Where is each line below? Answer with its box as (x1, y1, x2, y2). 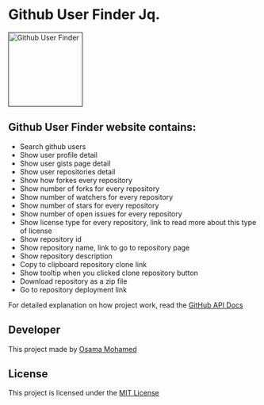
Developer (8, 323, 61, 337)
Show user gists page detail (19, 159, 111, 168)
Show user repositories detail (19, 166, 116, 176)
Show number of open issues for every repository (19, 208, 182, 219)
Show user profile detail (19, 150, 98, 159)
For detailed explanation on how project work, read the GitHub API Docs (8, 300, 243, 310)
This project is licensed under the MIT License (8, 388, 160, 398)
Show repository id (19, 234, 82, 243)
